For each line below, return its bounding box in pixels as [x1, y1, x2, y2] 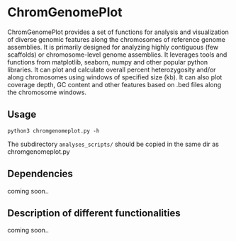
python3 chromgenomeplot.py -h [7, 127, 100, 135]
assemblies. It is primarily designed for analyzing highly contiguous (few [7, 43, 218, 51]
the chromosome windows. [7, 88, 87, 96]
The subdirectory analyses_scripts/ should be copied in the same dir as [7, 140, 220, 148]
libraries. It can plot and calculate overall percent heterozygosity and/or [7, 65, 216, 74]
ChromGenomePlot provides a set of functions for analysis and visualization [7, 28, 229, 36]
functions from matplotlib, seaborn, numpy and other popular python [7, 57, 208, 66]
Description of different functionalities [7, 207, 181, 219]
